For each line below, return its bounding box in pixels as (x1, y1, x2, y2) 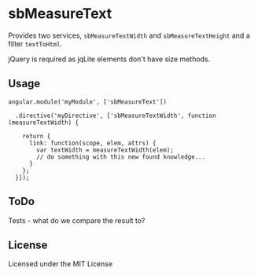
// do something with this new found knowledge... (36, 152, 206, 161)
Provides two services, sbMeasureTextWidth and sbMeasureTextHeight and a (8, 31, 250, 40)
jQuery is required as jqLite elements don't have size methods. (8, 54, 211, 64)
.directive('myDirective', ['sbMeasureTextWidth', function (15, 112, 216, 119)
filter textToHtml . (8, 38, 63, 48)
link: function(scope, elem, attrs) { (28, 139, 157, 147)
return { (22, 132, 51, 140)
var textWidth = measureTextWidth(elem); (36, 146, 175, 154)
